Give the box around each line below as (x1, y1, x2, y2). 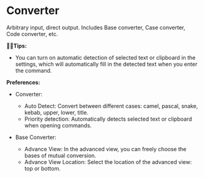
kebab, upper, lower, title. (24, 109, 89, 116)
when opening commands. (24, 121, 92, 129)
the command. (15, 66, 52, 74)
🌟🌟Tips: (6, 42, 27, 49)
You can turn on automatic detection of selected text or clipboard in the (15, 54, 196, 61)
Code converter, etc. (6, 30, 58, 37)
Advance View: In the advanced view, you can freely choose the (24, 145, 187, 152)
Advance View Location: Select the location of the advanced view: (24, 158, 192, 165)
